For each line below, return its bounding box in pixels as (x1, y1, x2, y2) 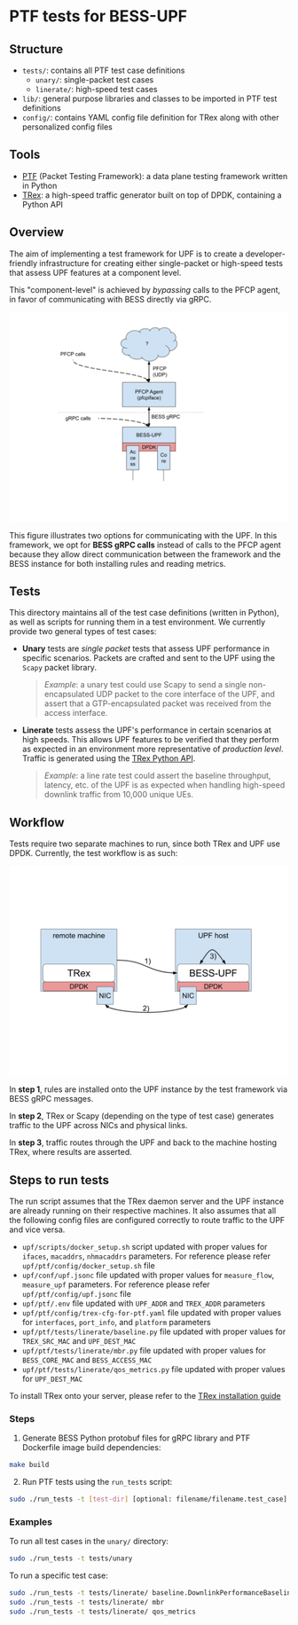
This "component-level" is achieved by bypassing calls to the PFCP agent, (9, 284, 281, 294)
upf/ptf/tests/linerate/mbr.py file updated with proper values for (21, 1346, 266, 1356)
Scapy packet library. (21, 663, 98, 673)
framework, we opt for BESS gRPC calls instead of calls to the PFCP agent (9, 539, 281, 550)
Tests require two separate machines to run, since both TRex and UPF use (9, 838, 281, 849)
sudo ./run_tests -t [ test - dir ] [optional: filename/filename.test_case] (9, 1495, 288, 1504)
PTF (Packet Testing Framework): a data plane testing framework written (21, 170, 288, 181)
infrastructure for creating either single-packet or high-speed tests (39, 257, 284, 268)
